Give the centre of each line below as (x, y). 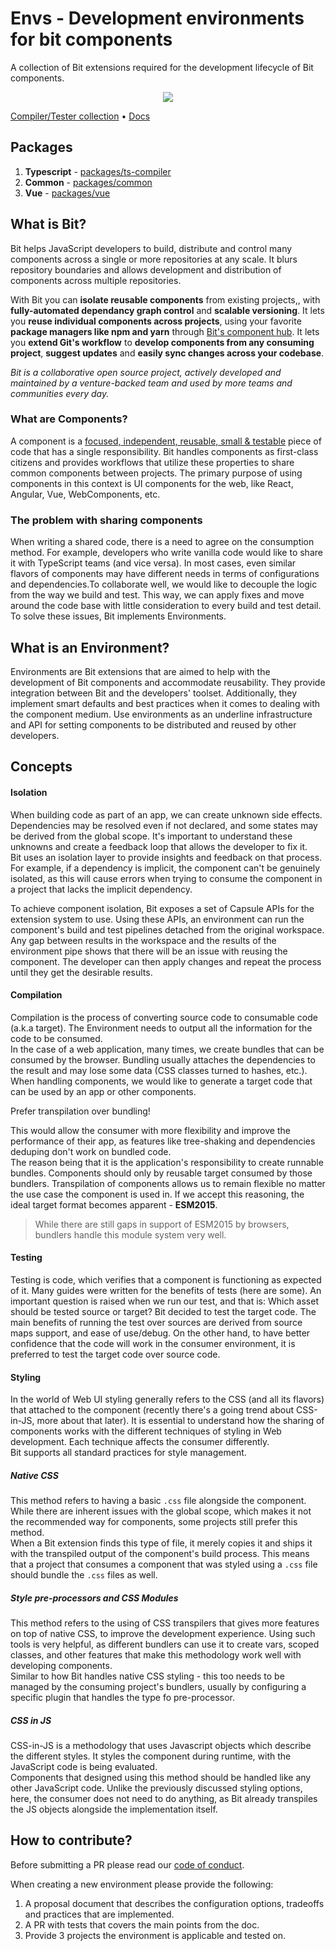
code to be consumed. (56, 1038)
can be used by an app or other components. (103, 1091)
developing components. (61, 1666)
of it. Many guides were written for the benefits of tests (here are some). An (166, 1290)
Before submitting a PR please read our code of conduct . (127, 1864)
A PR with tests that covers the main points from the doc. (142, 1924)
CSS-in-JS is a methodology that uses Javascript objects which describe (161, 1746)
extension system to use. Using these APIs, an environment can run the (157, 919)
